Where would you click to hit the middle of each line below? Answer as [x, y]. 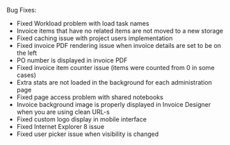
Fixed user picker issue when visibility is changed [88, 134]
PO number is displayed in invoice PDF [72, 60]
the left [27, 53]
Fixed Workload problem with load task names [83, 23]
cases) [26, 75]
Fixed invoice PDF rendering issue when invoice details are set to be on [119, 45]
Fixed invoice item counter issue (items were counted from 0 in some [115, 68]
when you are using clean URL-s [63, 112]
